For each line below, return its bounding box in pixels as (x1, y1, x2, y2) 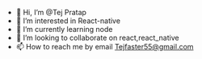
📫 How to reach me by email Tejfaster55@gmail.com (15, 42, 194, 51)
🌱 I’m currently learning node (15, 25, 113, 33)
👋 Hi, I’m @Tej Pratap (15, 8, 87, 17)
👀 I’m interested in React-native (15, 16, 121, 26)
